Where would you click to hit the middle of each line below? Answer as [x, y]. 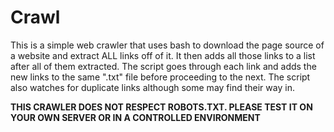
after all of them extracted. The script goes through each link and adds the [163, 66]
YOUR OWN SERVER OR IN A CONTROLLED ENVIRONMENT [135, 117]
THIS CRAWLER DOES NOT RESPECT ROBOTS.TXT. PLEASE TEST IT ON [161, 107]
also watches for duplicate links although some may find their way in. [152, 87]
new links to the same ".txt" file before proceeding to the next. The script [160, 77]
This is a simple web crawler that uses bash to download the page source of [167, 45]
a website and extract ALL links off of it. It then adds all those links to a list [163, 55]
